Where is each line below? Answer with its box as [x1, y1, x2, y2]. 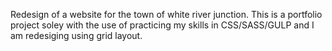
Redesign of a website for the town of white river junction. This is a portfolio [10, 9, 323, 20]
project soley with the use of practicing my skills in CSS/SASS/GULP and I [10, 19, 315, 31]
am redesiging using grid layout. [10, 30, 143, 41]
